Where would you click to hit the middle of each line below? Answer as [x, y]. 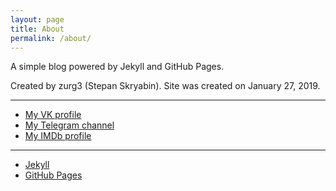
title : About [37, 29]
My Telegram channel [69, 125]
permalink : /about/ [51, 38]
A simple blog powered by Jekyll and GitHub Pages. [117, 67]
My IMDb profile [58, 136]
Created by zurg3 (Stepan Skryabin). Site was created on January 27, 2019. [165, 86]
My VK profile [53, 115]
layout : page [37, 19]
